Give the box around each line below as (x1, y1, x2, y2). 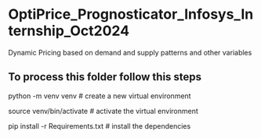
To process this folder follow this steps (8, 70, 202, 83)
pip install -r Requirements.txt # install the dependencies (8, 121, 191, 130)
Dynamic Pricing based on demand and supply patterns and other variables (8, 48, 252, 57)
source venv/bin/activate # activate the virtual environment (8, 106, 198, 115)
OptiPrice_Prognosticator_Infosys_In (8, 5, 254, 23)
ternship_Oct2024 (8, 22, 130, 40)
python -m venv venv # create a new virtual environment (8, 91, 191, 101)
